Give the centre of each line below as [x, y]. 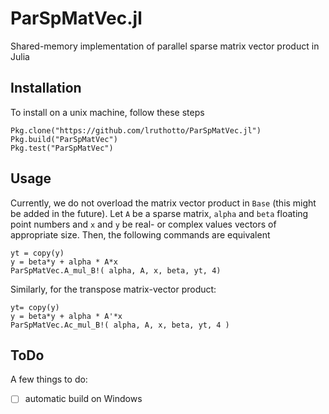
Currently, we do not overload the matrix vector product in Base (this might [163, 203]
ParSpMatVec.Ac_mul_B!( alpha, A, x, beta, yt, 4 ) [120, 325]
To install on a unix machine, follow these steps [107, 112]
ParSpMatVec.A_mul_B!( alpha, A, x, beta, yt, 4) [116, 270]
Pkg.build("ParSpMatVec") [64, 139]
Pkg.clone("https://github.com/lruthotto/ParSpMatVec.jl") [136, 130]
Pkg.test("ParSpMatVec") [62, 148]
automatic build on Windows [83, 399]
